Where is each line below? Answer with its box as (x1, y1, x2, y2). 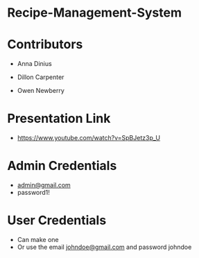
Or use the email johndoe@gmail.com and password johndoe (17, 243, 192, 251)
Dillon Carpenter (17, 73, 64, 81)
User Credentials (7, 213, 107, 228)
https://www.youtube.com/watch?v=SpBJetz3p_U (17, 134, 161, 142)
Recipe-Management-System (7, 5, 182, 21)
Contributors (7, 37, 83, 53)
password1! (17, 189, 51, 196)
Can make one (17, 235, 59, 243)
